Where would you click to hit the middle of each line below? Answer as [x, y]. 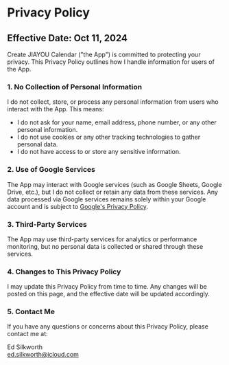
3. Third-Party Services [47, 224]
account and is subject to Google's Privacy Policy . [78, 206]
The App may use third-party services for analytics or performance [102, 239]
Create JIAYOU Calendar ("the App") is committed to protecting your [104, 54]
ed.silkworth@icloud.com [43, 355]
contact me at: [27, 334]
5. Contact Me [31, 312]
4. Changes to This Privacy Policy [64, 272]
